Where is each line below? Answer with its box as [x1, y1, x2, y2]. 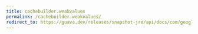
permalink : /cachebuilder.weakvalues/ [6, 14, 101, 20]
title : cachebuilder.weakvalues [6, 8, 85, 14]
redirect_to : [6, 19, 38, 25]
